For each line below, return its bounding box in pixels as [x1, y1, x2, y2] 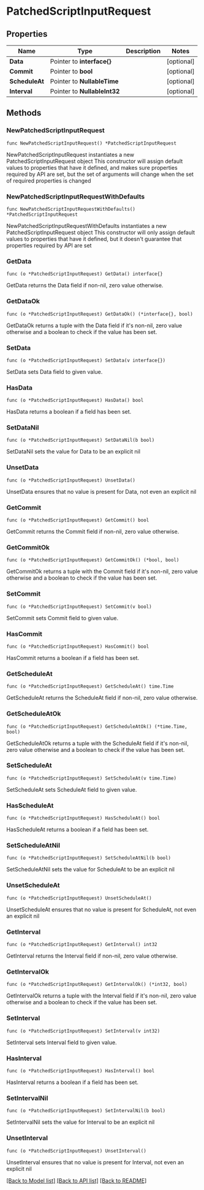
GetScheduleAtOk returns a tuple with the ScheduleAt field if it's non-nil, [6, 740, 189, 747]
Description [125, 47, 161, 55]
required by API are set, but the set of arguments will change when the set [6, 170, 194, 178]
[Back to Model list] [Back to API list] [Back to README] [6, 1177, 147, 1184]
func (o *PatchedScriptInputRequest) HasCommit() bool [6, 643, 149, 650]
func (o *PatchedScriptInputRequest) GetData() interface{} [6, 271, 164, 277]
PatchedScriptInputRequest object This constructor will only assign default [6, 229, 195, 236]
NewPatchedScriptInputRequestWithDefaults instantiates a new [6, 222, 167, 229]
